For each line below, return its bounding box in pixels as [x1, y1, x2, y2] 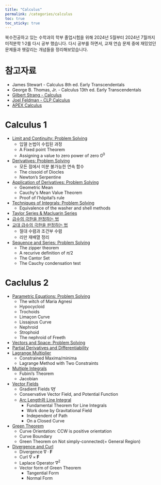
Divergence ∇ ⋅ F [19, 449, 53, 454]
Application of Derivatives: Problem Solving [12, 179, 99, 185]
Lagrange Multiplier [12, 350, 51, 356]
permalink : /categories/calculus [5, 12, 73, 16]
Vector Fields [12, 381, 39, 387]
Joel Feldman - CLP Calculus [12, 97, 70, 103]
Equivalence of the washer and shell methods [19, 205, 111, 211]
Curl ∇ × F [19, 454, 40, 460]
